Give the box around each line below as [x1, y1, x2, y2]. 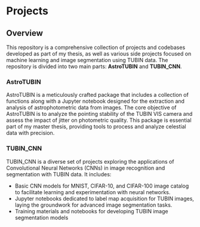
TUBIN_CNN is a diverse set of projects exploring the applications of [6, 158, 174, 165]
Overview [6, 28, 44, 38]
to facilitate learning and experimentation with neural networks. [14, 188, 171, 195]
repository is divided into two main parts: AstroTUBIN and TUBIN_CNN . [6, 63, 182, 70]
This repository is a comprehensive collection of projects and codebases [6, 44, 186, 51]
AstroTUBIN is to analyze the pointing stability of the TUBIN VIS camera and [6, 111, 193, 118]
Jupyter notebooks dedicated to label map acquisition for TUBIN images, [14, 195, 194, 202]
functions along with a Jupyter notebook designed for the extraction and [6, 97, 185, 105]
